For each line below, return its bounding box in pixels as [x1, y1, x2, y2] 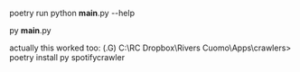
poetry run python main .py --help [9, 8, 136, 18]
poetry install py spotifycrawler [9, 52, 125, 62]
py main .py [9, 25, 52, 35]
